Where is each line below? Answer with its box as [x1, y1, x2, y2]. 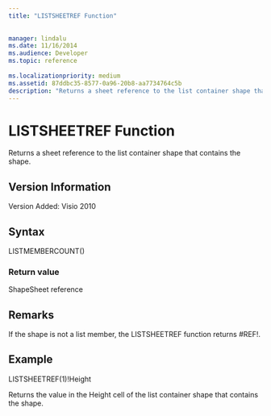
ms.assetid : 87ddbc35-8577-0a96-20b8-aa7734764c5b [8, 79, 182, 87]
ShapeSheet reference [8, 285, 83, 294]
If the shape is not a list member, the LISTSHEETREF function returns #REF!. [8, 330, 261, 339]
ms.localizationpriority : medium [8, 72, 121, 80]
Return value [8, 266, 60, 277]
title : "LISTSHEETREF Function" [8, 11, 117, 20]
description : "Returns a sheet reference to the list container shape [8, 86, 251, 95]
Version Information [8, 180, 111, 193]
